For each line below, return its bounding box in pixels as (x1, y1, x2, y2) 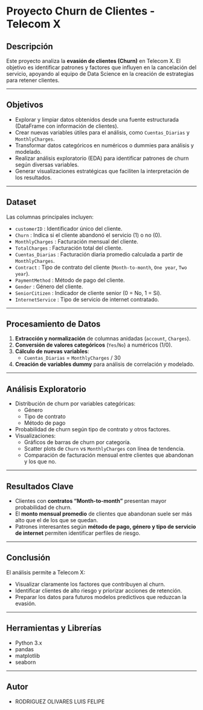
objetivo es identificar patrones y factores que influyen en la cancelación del (6, 64, 197, 71)
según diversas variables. (14, 161, 79, 168)
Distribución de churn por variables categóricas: (14, 400, 136, 407)
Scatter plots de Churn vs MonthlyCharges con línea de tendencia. (24, 445, 185, 453)
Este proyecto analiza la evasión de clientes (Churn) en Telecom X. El (6, 58, 181, 64)
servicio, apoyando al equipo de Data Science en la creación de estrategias (6, 70, 195, 77)
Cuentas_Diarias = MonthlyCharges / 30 (24, 354, 121, 362)
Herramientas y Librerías (6, 623, 101, 634)
